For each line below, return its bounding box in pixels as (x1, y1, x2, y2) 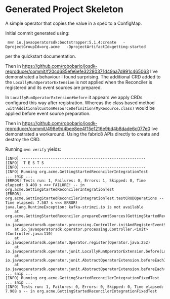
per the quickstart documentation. (5, 53, 76, 59)
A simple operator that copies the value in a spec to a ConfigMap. (5, 20, 142, 26)
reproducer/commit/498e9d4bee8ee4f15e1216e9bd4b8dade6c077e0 (5, 125, 151, 132)
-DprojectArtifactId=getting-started (66, 44, 146, 49)
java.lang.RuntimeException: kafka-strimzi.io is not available (5, 204, 144, 209)
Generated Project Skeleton (5, 4, 124, 15)
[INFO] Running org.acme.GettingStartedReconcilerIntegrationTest (5, 169, 148, 174)
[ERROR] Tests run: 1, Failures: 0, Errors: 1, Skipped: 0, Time (5, 178, 146, 183)
